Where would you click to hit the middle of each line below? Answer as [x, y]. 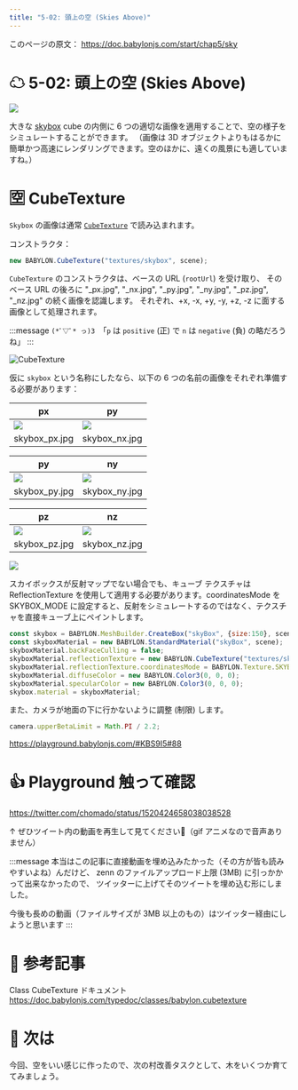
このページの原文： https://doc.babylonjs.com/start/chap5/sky [123, 44]
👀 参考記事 [47, 964]
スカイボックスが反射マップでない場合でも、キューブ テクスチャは [130, 584]
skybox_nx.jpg [112, 439]
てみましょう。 [36, 1077]
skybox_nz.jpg [113, 545]
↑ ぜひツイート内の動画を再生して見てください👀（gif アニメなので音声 [138, 831]
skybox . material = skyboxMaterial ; [75, 692]
